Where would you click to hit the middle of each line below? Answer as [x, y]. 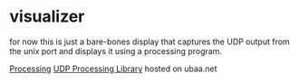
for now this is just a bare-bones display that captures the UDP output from [149, 41]
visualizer [47, 17]
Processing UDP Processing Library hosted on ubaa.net [113, 69]
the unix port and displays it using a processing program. [116, 51]
